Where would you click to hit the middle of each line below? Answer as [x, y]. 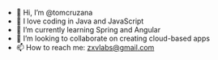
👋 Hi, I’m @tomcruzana [54, 13]
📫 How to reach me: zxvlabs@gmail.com [85, 47]
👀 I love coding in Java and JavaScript [80, 21]
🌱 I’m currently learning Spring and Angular [88, 30]
